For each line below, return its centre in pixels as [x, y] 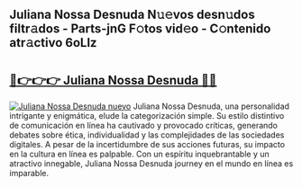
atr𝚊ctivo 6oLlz [53, 43]
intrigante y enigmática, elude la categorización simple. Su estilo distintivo [147, 116]
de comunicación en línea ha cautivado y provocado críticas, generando [143, 125]
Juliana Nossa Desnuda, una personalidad [211, 106]
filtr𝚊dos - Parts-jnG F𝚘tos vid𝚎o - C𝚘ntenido [140, 29]
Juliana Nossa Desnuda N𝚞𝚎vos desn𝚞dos [132, 15]
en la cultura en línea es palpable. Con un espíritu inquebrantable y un [140, 154]
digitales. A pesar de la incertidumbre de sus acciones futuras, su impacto [147, 144]
